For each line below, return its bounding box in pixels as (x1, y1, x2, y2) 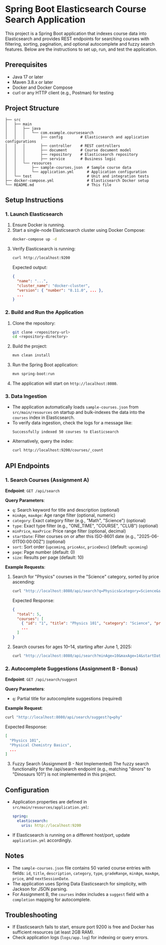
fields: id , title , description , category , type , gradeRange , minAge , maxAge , (12, 870, 160, 876)
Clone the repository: (12, 320, 56, 326)
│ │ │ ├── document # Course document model (5, 147, 132, 152)
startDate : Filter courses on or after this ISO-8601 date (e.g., (12, 533, 136, 539)
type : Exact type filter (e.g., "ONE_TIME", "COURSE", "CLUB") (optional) (12, 523, 159, 529)
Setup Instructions (5, 196, 64, 204)
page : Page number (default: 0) (12, 549, 75, 555)
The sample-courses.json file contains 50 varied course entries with (12, 865, 151, 871)
